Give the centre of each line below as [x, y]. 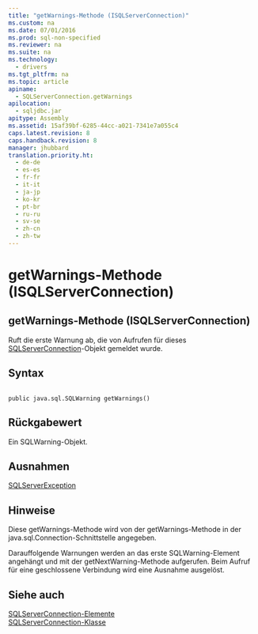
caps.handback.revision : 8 [53, 140]
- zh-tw [28, 236]
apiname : [23, 89]
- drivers [31, 67]
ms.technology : [33, 60]
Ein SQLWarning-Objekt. [48, 442]
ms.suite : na [30, 52]
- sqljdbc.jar [38, 111]
